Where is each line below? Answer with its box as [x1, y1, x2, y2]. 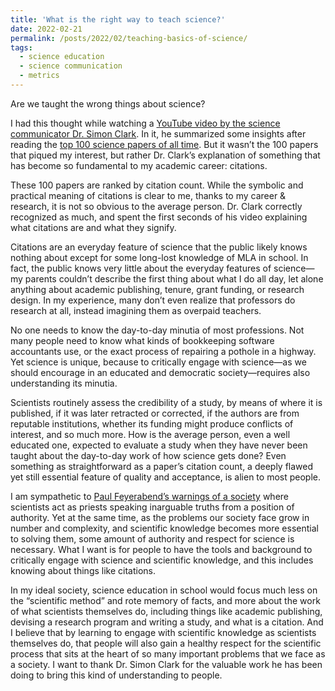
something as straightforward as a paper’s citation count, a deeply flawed [10, 460, 314, 472]
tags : [10, 42, 33, 53]
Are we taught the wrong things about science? [10, 97, 206, 110]
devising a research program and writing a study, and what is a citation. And [10, 616, 324, 628]
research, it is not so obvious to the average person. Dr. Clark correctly [10, 200, 303, 212]
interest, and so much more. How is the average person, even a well [10, 428, 291, 440]
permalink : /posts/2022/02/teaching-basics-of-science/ [10, 33, 248, 43]
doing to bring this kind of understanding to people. [10, 669, 223, 681]
